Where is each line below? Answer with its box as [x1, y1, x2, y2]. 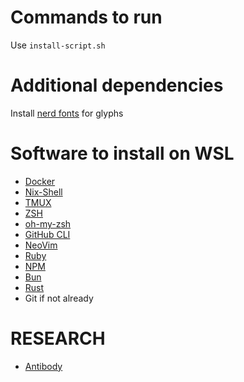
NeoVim [24, 239, 58, 251]
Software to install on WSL [10, 142, 235, 165]
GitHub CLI [24, 228, 71, 240]
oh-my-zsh [24, 217, 72, 230]
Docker [24, 175, 56, 187]
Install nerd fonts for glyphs [10, 107, 124, 119]
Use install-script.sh [10, 39, 106, 51]
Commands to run [10, 6, 163, 29]
